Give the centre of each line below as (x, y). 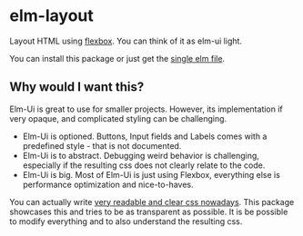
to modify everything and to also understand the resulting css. (126, 221)
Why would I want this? (77, 87)
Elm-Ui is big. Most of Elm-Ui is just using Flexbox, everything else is (151, 174)
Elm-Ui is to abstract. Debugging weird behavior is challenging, (141, 155)
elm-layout (51, 16)
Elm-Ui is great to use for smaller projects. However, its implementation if (146, 109)
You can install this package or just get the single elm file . (117, 58)
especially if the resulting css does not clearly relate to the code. (144, 165)
